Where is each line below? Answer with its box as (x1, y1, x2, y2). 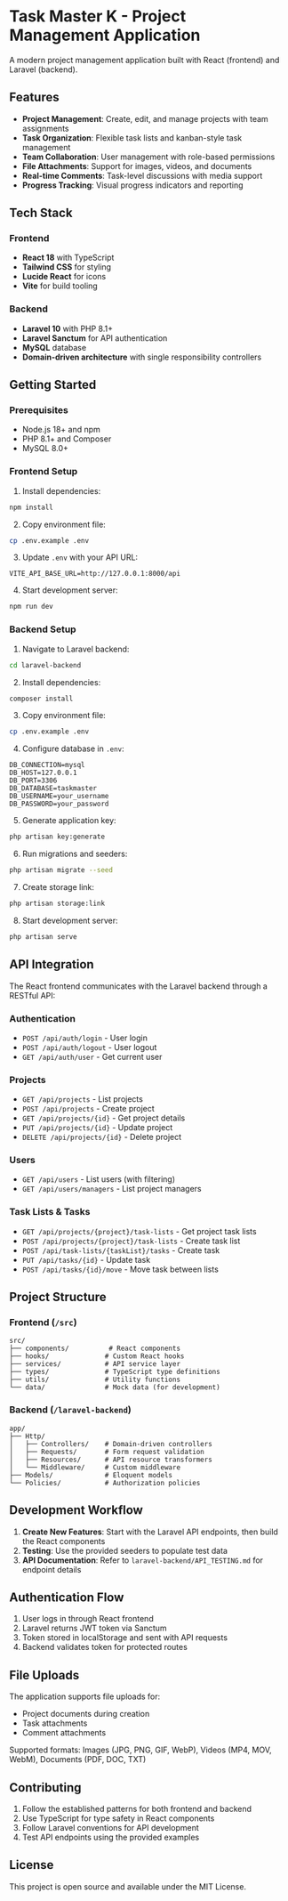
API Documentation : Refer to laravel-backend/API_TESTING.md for (21, 1555, 264, 1565)
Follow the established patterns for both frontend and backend (21, 1804, 252, 1814)
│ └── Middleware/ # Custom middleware (9, 1462, 180, 1472)
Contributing (9, 1780, 82, 1795)
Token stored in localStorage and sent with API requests (21, 1632, 228, 1643)
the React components (21, 1535, 106, 1546)
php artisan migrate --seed (9, 866, 114, 875)
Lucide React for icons (21, 271, 107, 282)
